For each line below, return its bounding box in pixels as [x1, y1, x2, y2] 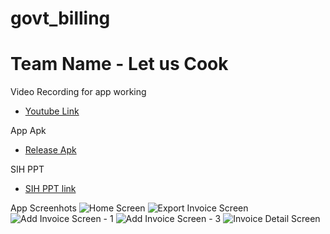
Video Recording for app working [10, 86, 147, 98]
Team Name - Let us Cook [10, 53, 229, 76]
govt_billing [10, 7, 111, 30]
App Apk [10, 125, 47, 137]
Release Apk [24, 144, 77, 156]
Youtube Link [24, 105, 80, 117]
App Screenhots [10, 202, 77, 214]
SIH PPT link [24, 183, 77, 195]
